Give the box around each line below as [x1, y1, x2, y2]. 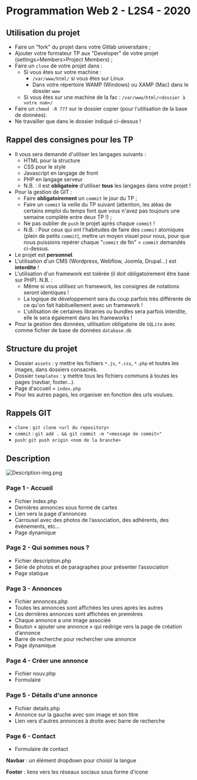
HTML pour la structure [23, 157, 81, 164]
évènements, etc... [14, 523, 60, 530]
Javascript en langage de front [23, 169, 98, 176]
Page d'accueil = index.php [14, 385, 81, 392]
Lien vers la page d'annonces [14, 510, 87, 517]
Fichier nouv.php [14, 670, 56, 677]
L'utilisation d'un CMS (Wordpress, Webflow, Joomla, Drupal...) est [14, 257, 177, 265]
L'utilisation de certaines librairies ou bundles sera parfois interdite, [23, 308, 187, 315]
